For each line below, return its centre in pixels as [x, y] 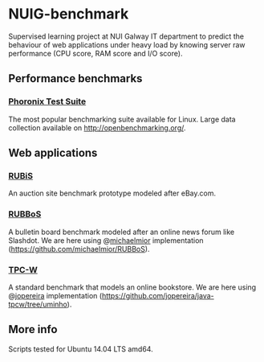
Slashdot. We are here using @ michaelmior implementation [106, 240]
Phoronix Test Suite [47, 101]
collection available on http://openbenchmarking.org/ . [97, 128]
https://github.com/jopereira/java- [158, 295]
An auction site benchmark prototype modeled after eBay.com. [112, 193]
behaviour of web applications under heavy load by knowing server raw [127, 44]
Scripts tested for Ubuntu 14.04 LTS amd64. [81, 349]
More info [33, 329]
